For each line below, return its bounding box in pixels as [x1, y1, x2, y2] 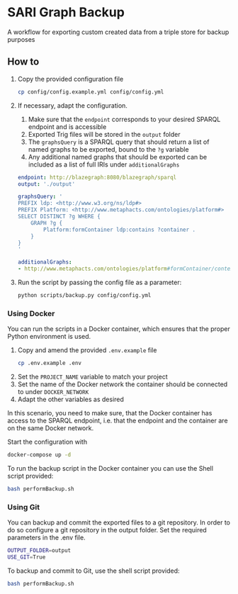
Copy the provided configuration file [17, 74, 124, 83]
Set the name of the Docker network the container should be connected [17, 380, 228, 388]
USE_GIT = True [7, 554, 46, 561]
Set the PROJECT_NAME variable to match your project [17, 373, 168, 381]
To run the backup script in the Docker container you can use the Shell [7, 464, 214, 472]
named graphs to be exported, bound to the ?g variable [28, 145, 189, 153]
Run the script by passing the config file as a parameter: [17, 278, 182, 286]
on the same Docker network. [7, 424, 94, 432]
